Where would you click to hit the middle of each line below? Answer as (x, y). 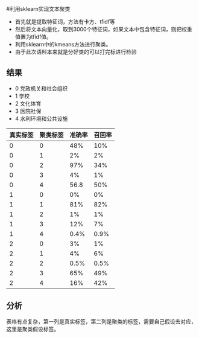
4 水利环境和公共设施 (41, 118)
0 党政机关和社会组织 (41, 88)
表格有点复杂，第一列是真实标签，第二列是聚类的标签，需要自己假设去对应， (101, 321)
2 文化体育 (28, 103)
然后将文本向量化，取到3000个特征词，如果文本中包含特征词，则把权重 (103, 29)
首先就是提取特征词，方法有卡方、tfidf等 (65, 22)
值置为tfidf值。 (33, 37)
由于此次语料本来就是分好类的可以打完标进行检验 (76, 52)
